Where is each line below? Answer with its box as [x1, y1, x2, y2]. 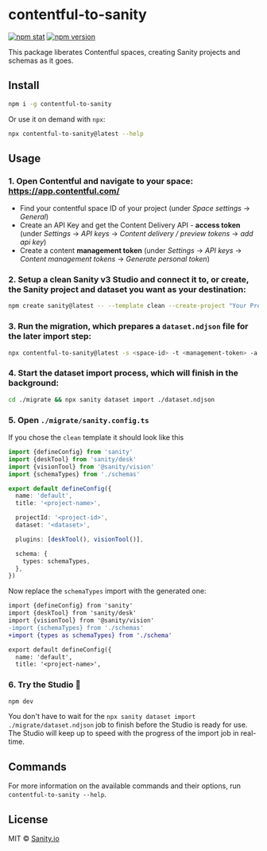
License [8, 813, 48, 826]
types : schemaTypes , [22, 557, 91, 565]
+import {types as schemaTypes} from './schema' [8, 631, 172, 639]
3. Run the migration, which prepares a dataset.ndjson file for [8, 321, 249, 332]
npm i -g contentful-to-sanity [8, 99, 112, 108]
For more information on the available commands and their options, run [8, 781, 241, 791]
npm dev [8, 698, 34, 705]
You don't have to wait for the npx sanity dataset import [8, 712, 196, 721]
